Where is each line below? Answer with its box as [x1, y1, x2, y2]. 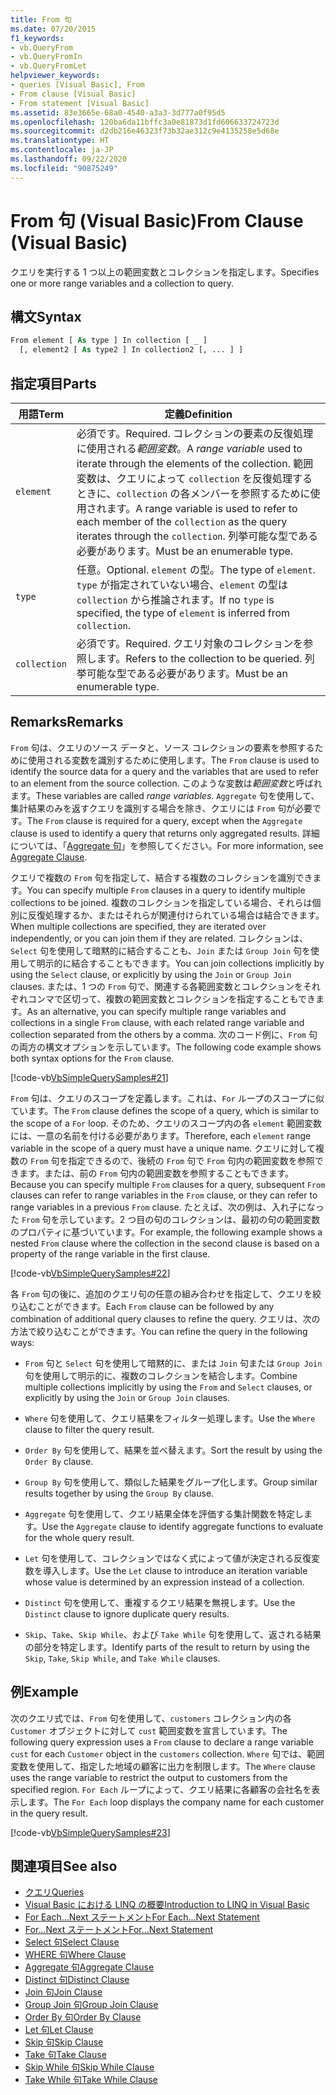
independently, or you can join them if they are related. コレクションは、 [10, 932, 308, 944]
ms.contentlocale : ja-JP [10, 145, 114, 155]
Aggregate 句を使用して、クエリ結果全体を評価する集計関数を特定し [24, 1507, 305, 1520]
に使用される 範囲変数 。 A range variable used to [76, 441, 303, 455]
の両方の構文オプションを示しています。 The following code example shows [10, 1041, 322, 1053]
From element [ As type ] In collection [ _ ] [10, 336, 208, 346]
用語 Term [18, 407, 65, 421]
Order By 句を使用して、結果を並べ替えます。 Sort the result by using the [24, 1444, 323, 1456]
